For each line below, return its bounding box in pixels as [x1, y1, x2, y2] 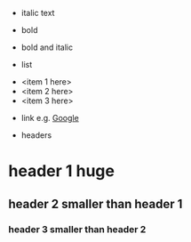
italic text [20, 8, 55, 18]
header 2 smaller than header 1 [8, 196, 183, 212]
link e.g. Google [20, 113, 79, 123]
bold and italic [20, 42, 73, 52]
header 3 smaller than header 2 [8, 222, 147, 235]
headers [20, 130, 52, 141]
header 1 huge [8, 161, 115, 181]
